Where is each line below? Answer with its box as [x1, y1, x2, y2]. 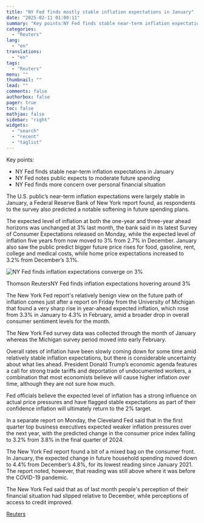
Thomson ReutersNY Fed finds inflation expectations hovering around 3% [6, 280, 191, 287]
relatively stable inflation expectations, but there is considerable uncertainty [6, 354, 196, 361]
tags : [6, 60, 20, 66]
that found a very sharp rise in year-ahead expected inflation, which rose [6, 304, 189, 311]
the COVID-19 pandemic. [6, 474, 69, 481]
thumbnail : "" [6, 77, 42, 83]
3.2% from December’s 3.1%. [6, 256, 79, 263]
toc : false [6, 105, 34, 112]
